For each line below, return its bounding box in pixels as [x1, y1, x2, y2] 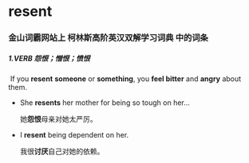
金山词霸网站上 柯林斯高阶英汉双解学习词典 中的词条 [8, 33, 209, 44]
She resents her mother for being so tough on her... [19, 98, 190, 107]
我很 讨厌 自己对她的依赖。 [19, 146, 105, 157]
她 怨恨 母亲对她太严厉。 [19, 114, 97, 124]
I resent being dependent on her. [19, 130, 129, 140]
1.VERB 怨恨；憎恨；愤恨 [8, 53, 90, 63]
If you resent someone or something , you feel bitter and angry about [10, 74, 242, 83]
